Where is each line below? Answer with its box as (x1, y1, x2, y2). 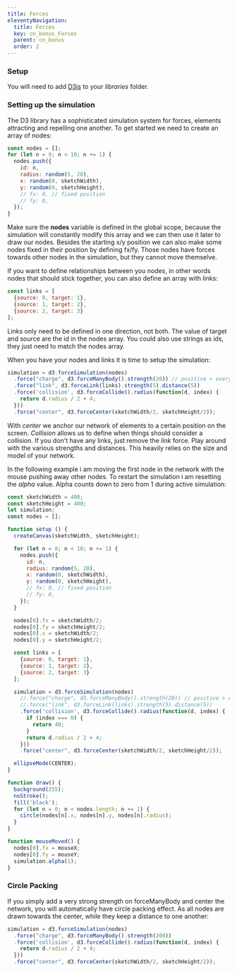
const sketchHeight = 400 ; (7, 500, 87, 507)
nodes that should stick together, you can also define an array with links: (7, 274, 219, 283)
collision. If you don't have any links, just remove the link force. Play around (7, 436, 226, 444)
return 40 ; (32, 721, 65, 728)
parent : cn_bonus (13, 37, 65, 44)
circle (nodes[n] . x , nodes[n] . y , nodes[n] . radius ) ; (20, 812, 172, 819)
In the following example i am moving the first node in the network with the (7, 465, 224, 473)
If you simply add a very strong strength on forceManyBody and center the (7, 897, 225, 905)
